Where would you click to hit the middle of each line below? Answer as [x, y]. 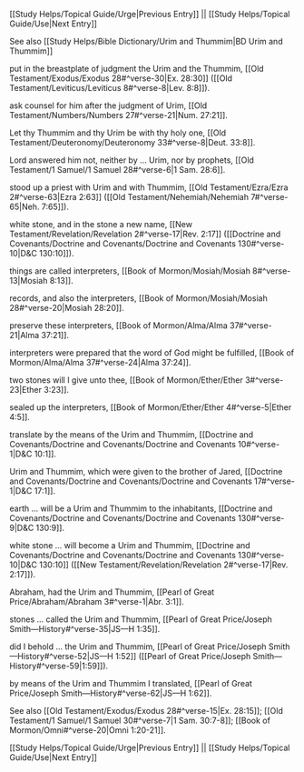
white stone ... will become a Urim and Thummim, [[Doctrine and [130, 545]
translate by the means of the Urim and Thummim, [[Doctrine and [132, 435]
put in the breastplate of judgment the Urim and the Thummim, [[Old [137, 69]
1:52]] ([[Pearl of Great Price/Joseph [183, 656]
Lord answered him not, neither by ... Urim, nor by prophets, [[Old [132, 160]
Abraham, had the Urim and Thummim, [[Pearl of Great [112, 592]
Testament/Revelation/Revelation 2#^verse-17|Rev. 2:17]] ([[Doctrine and [145, 234]
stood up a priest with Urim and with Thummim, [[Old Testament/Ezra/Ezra [149, 187]
